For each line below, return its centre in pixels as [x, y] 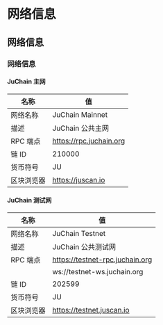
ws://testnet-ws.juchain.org [98, 271]
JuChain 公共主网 [81, 128]
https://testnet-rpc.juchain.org [102, 260]
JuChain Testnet [79, 233]
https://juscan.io [79, 180]
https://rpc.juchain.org [89, 141]
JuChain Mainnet [80, 114]
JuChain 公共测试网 [84, 246]
